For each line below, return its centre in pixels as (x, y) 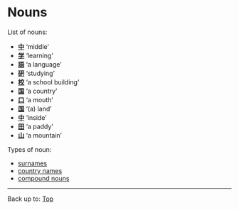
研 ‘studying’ (36, 73)
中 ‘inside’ (32, 117)
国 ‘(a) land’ (34, 109)
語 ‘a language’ (39, 64)
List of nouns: (27, 32)
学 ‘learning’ (35, 55)
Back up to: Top (31, 199)
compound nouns (43, 178)
